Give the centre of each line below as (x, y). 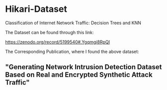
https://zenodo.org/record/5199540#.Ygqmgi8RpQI (58, 42)
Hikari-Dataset (36, 9)
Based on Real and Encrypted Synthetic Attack (79, 75)
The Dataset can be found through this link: (49, 32)
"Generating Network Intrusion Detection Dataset (83, 67)
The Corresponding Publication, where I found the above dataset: (72, 51)
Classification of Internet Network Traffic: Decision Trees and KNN (73, 23)
